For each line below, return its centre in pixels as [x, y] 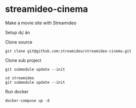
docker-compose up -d [27, 101]
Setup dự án [18, 32]
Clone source [19, 42]
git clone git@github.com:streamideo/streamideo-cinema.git [68, 51]
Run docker [17, 91]
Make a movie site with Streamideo [41, 23]
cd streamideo [20, 78]
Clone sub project [23, 60]
